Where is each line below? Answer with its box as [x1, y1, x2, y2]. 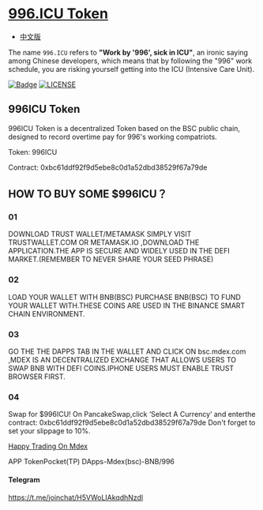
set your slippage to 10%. [8, 426, 91, 436]
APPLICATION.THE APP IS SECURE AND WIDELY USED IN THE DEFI [8, 246, 231, 256]
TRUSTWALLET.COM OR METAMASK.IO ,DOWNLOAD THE [8, 238, 200, 247]
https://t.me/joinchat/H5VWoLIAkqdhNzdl [8, 493, 144, 502]
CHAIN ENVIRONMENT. [8, 309, 85, 318]
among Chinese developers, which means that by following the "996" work [8, 56, 253, 66]
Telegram [8, 474, 40, 484]
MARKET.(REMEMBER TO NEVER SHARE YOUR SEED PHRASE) [8, 254, 214, 264]
